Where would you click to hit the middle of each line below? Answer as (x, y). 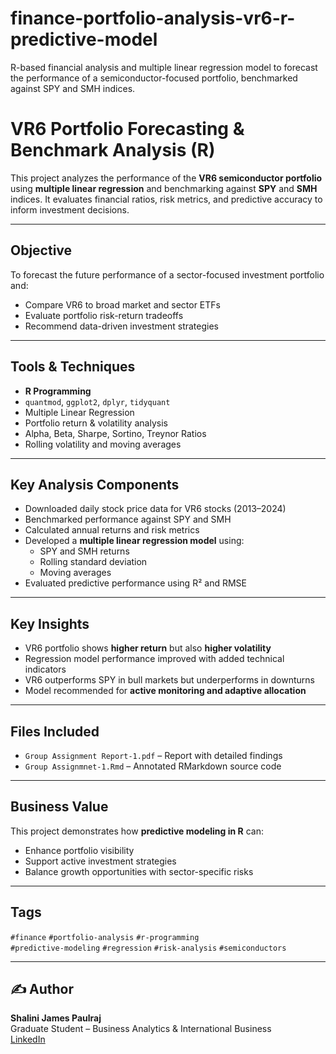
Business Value (59, 807)
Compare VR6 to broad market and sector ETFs (122, 304)
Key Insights (50, 623)
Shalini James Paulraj (56, 1018)
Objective (41, 250)
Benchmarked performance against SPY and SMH (128, 519)
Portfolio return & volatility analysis (96, 423)
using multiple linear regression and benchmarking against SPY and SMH (164, 188)
